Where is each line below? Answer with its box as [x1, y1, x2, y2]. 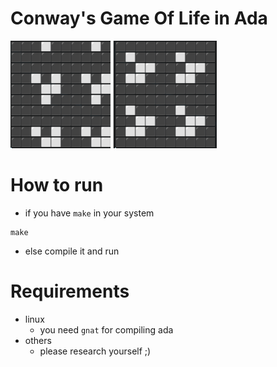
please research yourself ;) [39, 345, 152, 357]
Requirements [10, 280, 130, 303]
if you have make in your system [24, 207, 155, 219]
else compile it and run [24, 245, 120, 257]
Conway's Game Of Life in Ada [10, 7, 268, 30]
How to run [10, 174, 104, 197]
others [24, 334, 52, 346]
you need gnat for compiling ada [39, 323, 174, 336]
